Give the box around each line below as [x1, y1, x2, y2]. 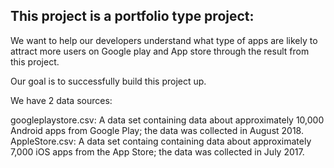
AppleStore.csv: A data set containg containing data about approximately [10, 135, 312, 147]
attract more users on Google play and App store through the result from [10, 45, 310, 57]
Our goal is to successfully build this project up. [10, 75, 207, 87]
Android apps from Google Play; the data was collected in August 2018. [10, 124, 304, 136]
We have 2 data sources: [10, 94, 113, 106]
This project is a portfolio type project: [10, 8, 255, 25]
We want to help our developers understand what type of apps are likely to [10, 34, 318, 46]
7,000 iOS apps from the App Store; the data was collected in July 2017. [10, 145, 305, 158]
